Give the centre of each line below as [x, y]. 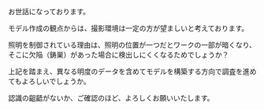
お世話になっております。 [49, 11]
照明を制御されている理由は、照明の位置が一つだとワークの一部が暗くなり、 [132, 45]
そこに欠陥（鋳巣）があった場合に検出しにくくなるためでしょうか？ [119, 55]
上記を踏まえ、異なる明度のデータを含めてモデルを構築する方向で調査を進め [132, 71]
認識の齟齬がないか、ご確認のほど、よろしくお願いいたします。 [111, 98]
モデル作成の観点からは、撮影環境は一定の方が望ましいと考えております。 [128, 28]
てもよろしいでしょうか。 [49, 81]
